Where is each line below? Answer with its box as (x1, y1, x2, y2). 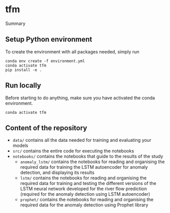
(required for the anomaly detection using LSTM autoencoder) (20, 191, 151, 197)
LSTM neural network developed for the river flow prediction (20, 186, 147, 192)
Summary (5, 20, 26, 26)
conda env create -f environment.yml (5, 58, 85, 64)
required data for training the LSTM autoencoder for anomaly (20, 164, 148, 170)
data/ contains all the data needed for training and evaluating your (12, 137, 151, 143)
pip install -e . (5, 67, 42, 72)
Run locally (5, 81, 42, 90)
